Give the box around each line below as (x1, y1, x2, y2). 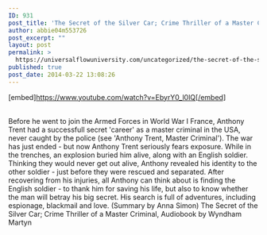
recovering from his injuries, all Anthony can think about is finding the (8, 175, 236, 185)
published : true (8, 64, 62, 71)
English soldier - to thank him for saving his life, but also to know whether (8, 183, 249, 193)
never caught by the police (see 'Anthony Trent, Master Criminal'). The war (8, 133, 253, 143)
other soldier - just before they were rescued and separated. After (8, 167, 224, 176)
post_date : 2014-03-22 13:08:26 (8, 71, 115, 79)
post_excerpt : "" (8, 33, 66, 42)
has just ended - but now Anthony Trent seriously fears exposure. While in (8, 141, 252, 151)
